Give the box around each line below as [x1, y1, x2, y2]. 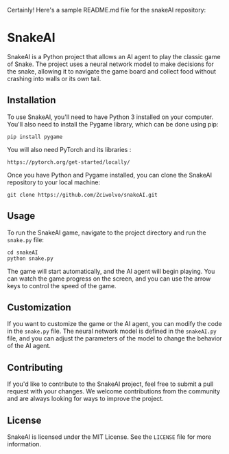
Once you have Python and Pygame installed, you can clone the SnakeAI [7, 171, 213, 179]
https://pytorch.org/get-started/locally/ [7, 158, 130, 166]
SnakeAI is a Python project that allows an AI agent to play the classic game [7, 52, 221, 61]
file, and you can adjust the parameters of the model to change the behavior [7, 334, 223, 343]
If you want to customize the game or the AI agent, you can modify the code [7, 320, 222, 328]
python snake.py [7, 255, 53, 262]
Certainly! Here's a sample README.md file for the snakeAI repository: [7, 6, 206, 14]
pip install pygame [7, 133, 63, 140]
